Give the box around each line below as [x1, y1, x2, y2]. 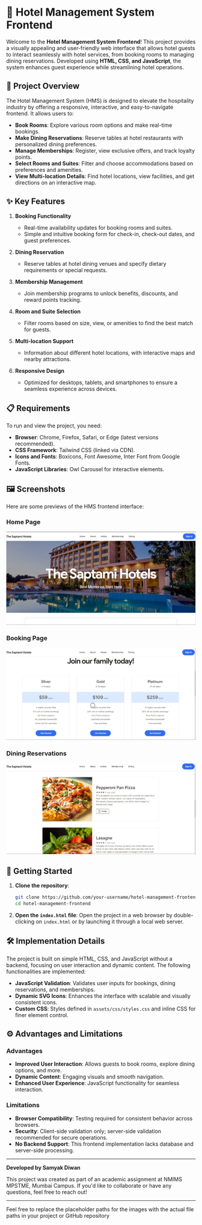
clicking [14, 918, 35, 925]
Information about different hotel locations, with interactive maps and [23, 349, 195, 356]
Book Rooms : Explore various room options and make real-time [14, 121, 173, 129]
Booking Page [6, 634, 48, 643]
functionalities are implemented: [6, 968, 86, 975]
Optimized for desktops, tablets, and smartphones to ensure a [23, 379, 178, 386]
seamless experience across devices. [23, 385, 117, 393]
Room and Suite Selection [14, 308, 81, 315]
